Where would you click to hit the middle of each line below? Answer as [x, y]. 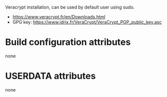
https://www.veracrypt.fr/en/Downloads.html [59, 17]
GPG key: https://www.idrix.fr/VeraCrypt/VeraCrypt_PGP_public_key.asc [87, 22]
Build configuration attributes [68, 42]
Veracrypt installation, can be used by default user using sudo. [70, 7]
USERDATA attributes [51, 76]
